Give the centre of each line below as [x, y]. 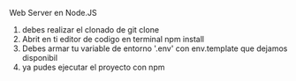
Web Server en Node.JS [53, 13]
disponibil [40, 58]
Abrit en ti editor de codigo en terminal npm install [113, 39]
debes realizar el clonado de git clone [91, 29]
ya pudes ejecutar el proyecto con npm [93, 67]
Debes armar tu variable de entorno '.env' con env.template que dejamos [155, 48]
